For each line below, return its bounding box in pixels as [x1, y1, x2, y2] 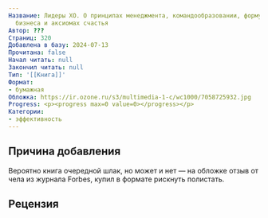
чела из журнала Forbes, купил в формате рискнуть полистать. [8, 174, 225, 184]
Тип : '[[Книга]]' [8, 71, 66, 79]
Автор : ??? [8, 26, 45, 34]
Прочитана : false [8, 49, 66, 56]
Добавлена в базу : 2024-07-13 [8, 41, 109, 49]
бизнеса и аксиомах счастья [15, 19, 109, 27]
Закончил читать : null [8, 64, 84, 72]
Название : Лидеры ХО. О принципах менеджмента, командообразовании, [8, 11, 241, 20]
